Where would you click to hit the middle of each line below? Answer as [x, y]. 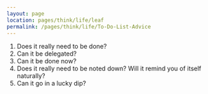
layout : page [26, 14]
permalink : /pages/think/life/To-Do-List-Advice [79, 26]
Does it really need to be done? [62, 47]
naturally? [31, 76]
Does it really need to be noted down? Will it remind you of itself [109, 69]
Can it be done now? [47, 61]
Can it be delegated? [47, 54]
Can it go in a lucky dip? [51, 84]
